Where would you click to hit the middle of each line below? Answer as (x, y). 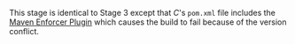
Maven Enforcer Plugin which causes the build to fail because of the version (148, 22)
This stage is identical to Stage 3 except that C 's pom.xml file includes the (143, 13)
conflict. (24, 31)
